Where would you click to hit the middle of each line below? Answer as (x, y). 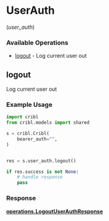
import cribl (22, 117)
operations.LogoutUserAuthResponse (55, 211)
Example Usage (29, 104)
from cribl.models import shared (48, 123)
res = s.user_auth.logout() (41, 161)
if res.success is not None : (43, 172)
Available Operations (37, 43)
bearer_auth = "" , (37, 139)
